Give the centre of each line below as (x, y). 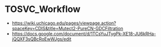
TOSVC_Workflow (43, 9)
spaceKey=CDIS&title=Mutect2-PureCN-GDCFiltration (67, 28)
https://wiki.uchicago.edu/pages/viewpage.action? (64, 23)
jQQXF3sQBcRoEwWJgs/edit (42, 39)
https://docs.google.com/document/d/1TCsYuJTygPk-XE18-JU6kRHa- (84, 33)
